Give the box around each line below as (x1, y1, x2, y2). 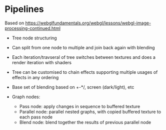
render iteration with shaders (11, 59, 72, 65)
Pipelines (4, 3, 44, 15)
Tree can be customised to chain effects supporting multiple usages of (11, 69, 158, 75)
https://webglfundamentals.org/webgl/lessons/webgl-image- (25, 20, 151, 26)
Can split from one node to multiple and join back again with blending (11, 44, 155, 50)
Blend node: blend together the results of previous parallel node (19, 119, 151, 125)
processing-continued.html (4, 25, 61, 31)
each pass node (19, 114, 53, 120)
